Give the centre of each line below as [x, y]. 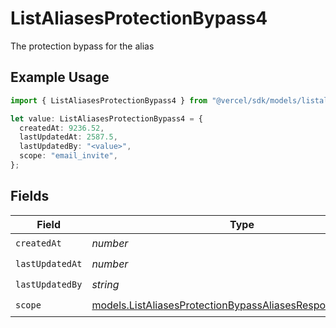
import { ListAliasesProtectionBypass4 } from [109, 100]
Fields [30, 196]
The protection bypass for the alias [82, 46]
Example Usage [60, 77]
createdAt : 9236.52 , [62, 128]
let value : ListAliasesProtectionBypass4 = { [106, 118]
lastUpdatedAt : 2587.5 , [68, 137]
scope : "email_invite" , [68, 156]
